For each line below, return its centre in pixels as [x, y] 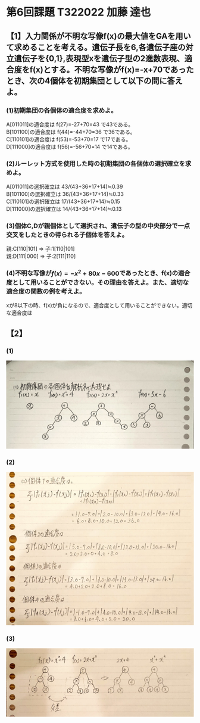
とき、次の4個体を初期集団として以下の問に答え [95, 81]
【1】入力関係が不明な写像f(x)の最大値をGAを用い [99, 36]
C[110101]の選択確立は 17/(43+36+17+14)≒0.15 [63, 202]
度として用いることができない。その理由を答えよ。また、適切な [98, 282]
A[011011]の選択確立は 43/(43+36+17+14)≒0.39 [65, 187]
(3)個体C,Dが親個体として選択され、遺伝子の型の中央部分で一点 [98, 226]
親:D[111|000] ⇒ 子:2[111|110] [41, 256]
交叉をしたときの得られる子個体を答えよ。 [67, 235]
